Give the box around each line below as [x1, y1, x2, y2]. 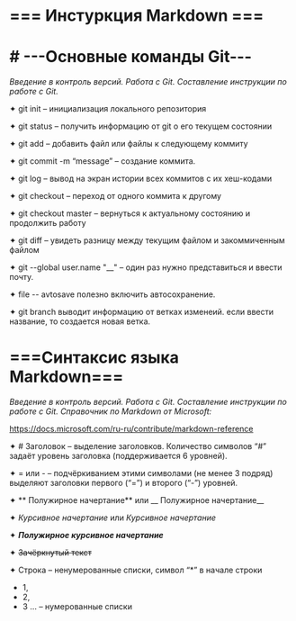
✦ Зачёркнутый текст [9, 547, 93, 558]
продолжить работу [9, 218, 87, 229]
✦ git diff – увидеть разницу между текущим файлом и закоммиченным [9, 235, 285, 246]
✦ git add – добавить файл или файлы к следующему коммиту [9, 139, 249, 149]
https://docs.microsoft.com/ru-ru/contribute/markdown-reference [9, 424, 254, 435]
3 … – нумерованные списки [22, 601, 133, 612]
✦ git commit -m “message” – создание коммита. [9, 156, 196, 166]
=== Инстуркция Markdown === [9, 5, 265, 26]
